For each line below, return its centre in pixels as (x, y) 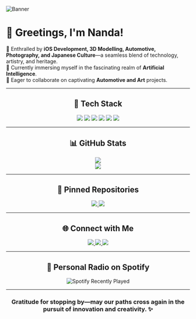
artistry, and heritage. (32, 61)
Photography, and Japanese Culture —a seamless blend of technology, (92, 55)
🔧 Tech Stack (98, 104)
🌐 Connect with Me (98, 228)
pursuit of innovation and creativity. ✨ (98, 309)
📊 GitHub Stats (98, 143)
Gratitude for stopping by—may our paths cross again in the (98, 301)
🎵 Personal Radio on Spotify (98, 267)
